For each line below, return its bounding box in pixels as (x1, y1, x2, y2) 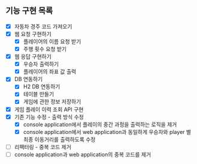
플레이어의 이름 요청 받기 (23, 38, 81, 45)
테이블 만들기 (23, 91, 54, 98)
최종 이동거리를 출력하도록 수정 (23, 136, 96, 143)
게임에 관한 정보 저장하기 (23, 98, 81, 105)
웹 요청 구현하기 (14, 30, 51, 37)
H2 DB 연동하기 (23, 83, 60, 90)
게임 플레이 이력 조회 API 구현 (14, 106, 84, 113)
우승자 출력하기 (23, 61, 59, 68)
